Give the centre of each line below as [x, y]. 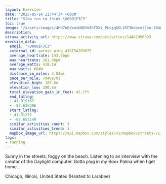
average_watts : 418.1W [33, 64]
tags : [11, 138]
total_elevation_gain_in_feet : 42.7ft [50, 92]
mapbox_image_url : [29, 133]
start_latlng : [24, 110]
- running [15, 142]
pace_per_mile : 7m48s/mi [35, 78]
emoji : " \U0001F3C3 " [31, 46]
